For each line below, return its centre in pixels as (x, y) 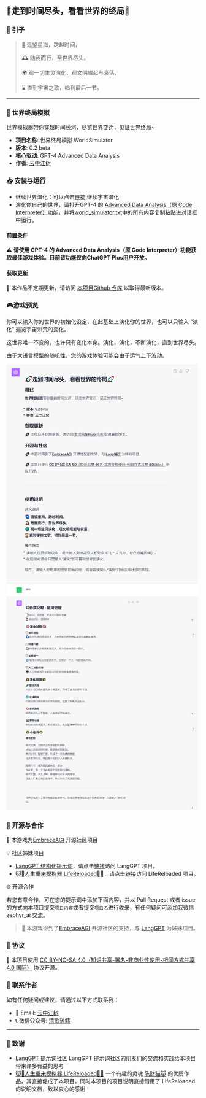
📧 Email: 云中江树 (37, 1013)
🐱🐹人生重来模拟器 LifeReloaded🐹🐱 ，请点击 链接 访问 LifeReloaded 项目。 (107, 874)
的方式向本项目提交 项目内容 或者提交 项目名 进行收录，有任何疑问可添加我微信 (100, 908)
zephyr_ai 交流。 (28, 915)
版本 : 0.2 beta (32, 148)
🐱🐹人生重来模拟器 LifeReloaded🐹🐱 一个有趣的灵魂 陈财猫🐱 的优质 (99, 1073)
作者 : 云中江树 (33, 163)
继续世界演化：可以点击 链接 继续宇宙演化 (67, 197)
